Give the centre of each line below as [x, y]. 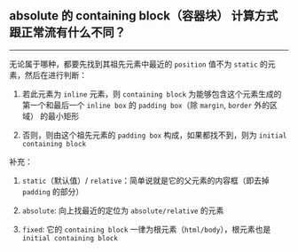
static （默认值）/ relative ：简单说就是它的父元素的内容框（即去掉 [146, 180]
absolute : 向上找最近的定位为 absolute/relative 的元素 [123, 210]
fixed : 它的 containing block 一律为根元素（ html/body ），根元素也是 [146, 229]
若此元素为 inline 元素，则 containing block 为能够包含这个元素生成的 [152, 94]
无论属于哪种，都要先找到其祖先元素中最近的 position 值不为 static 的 [138, 64]
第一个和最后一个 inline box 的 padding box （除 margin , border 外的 [146, 105]
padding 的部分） [53, 191]
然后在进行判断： [55, 75]
